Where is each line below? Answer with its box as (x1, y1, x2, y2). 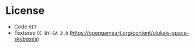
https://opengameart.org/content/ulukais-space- (71, 29, 190, 36)
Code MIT (13, 23, 37, 30)
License (5, 4, 45, 17)
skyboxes (13, 35, 37, 42)
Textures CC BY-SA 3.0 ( (13, 29, 71, 36)
